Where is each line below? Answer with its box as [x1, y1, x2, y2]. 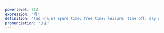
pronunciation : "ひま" [5, 20, 50, 26]
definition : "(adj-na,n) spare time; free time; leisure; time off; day [5, 16, 156, 21]
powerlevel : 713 [5, 7, 38, 12]
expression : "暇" [5, 12, 40, 16]
